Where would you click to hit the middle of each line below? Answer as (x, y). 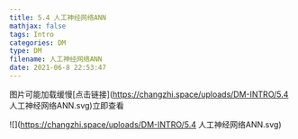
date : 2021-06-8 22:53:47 (58, 68)
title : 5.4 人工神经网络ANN (58, 17)
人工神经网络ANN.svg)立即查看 (67, 105)
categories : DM (38, 43)
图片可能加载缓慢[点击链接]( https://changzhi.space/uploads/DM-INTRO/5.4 (149, 94)
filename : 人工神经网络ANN (56, 59)
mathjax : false (38, 26)
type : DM (26, 51)
